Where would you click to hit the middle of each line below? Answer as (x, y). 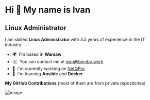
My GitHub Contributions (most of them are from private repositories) (75, 83)
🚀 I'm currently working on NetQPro (48, 68)
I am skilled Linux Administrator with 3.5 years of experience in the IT (75, 39)
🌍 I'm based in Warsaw (37, 54)
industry (13, 45)
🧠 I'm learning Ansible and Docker (47, 74)
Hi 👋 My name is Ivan (48, 10)
